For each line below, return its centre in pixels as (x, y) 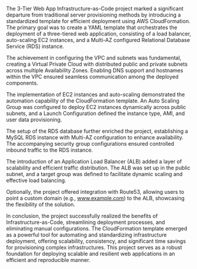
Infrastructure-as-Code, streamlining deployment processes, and (86, 222)
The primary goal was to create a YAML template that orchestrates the (92, 27)
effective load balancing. (36, 180)
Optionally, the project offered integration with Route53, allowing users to (95, 192)
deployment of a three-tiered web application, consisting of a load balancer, (98, 34)
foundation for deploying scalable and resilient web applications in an (91, 254)
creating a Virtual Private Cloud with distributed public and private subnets (97, 64)
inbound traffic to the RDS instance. (50, 150)
